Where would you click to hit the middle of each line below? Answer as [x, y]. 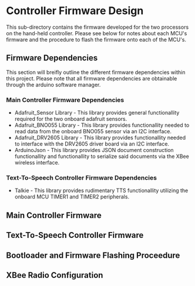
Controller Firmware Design [75, 11]
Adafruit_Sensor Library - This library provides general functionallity [97, 113]
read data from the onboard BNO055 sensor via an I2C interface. [93, 132]
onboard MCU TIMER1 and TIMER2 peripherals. [72, 197]
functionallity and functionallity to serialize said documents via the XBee [102, 156]
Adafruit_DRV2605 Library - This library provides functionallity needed [100, 138]
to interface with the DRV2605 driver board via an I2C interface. [92, 144]
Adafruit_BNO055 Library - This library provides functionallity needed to [102, 125]
